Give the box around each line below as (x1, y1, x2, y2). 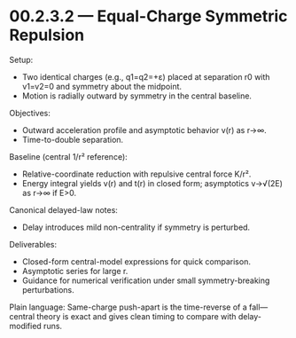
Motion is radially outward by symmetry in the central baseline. (21, 90, 253, 101)
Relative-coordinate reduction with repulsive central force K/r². (21, 169, 252, 179)
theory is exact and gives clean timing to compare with (36, 310, 237, 321)
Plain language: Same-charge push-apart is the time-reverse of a (9, 302, 248, 312)
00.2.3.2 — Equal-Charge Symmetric (9, 6, 288, 27)
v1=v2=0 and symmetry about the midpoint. (21, 81, 183, 91)
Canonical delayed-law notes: (9, 204, 118, 215)
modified (9, 320, 42, 331)
